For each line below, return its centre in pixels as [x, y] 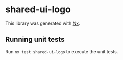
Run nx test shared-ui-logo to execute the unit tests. [62, 51]
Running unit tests [35, 39]
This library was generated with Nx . [43, 23]
